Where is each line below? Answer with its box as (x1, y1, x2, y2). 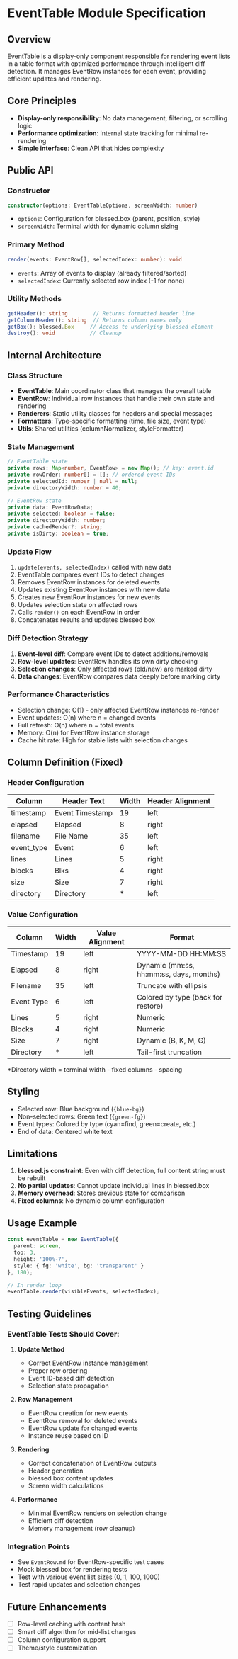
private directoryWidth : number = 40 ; (7, 484, 122, 492)
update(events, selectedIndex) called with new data (17, 563, 172, 572)
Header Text (62, 795, 105, 805)
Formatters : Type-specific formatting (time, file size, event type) (17, 417, 207, 426)
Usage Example (7, 1217, 78, 1229)
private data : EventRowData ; (7, 504, 93, 511)
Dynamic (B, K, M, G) (137, 1036, 207, 1046)
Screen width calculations (28, 1481, 104, 1490)
